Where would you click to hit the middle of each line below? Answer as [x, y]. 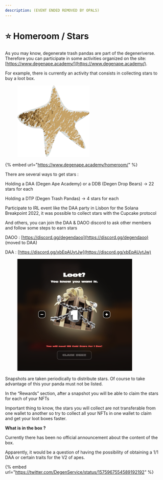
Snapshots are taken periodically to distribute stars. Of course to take [75, 379]
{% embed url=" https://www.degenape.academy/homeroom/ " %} [71, 165]
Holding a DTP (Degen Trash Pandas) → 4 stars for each [62, 199]
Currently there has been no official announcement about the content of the [81, 437]
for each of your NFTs [27, 398]
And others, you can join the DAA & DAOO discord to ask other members [78, 223]
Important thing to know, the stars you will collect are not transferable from [80, 408]
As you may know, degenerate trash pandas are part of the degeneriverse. [80, 53]
